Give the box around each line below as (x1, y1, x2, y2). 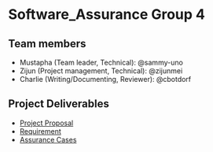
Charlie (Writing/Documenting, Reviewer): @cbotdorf (19, 75, 192, 83)
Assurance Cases (19, 135, 77, 144)
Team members (8, 37, 86, 50)
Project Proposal (19, 118, 74, 128)
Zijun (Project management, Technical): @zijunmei (19, 66, 183, 76)
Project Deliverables (8, 97, 110, 111)
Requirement (19, 126, 61, 135)
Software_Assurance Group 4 (8, 6, 206, 24)
